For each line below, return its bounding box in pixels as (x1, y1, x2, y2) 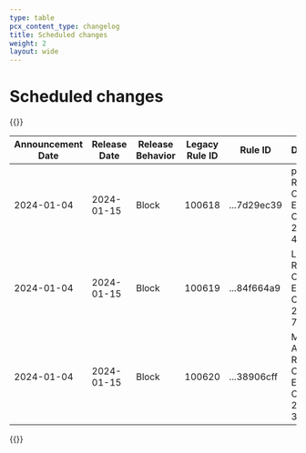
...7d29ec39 (229, 199, 282, 212)
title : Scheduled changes (9, 30, 107, 39)
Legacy (186, 138, 219, 151)
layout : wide (9, 47, 59, 56)
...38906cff (229, 370, 278, 383)
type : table (9, 13, 55, 23)
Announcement (14, 138, 84, 151)
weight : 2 (9, 38, 47, 48)
